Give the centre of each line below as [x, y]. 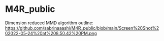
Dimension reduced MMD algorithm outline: [49, 23]
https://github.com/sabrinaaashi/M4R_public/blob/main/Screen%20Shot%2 [82, 28]
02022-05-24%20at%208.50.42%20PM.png [51, 33]
